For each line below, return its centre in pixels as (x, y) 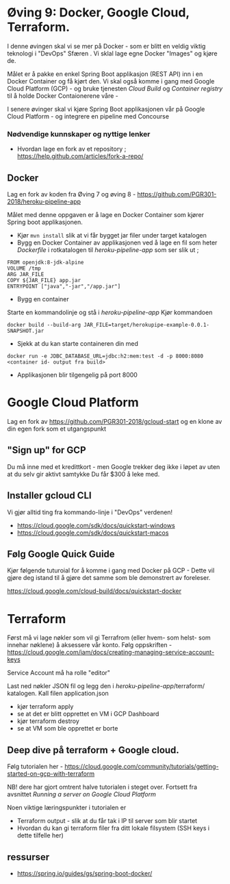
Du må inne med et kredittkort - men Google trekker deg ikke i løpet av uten (114, 466)
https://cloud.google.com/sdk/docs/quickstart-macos (93, 533)
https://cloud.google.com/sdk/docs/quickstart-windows (96, 525)
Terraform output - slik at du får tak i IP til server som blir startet (107, 821)
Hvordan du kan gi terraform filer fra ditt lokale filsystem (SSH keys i (113, 828)
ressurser (28, 857)
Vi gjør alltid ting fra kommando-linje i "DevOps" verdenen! (90, 512)
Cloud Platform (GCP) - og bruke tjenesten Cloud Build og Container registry (115, 88)
